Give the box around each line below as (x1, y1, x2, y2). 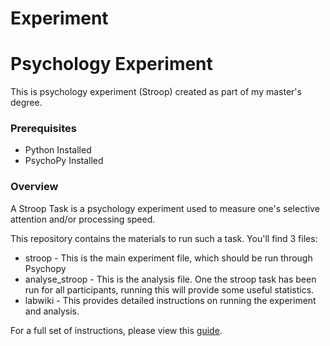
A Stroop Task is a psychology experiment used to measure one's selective (10, 202, 320, 214)
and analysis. (24, 305, 80, 317)
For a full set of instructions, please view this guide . (10, 324, 223, 336)
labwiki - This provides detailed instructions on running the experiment (24, 294, 317, 306)
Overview (10, 180, 59, 194)
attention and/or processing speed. (10, 213, 156, 225)
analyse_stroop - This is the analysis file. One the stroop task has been (24, 273, 317, 285)
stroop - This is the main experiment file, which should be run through (24, 252, 313, 264)
